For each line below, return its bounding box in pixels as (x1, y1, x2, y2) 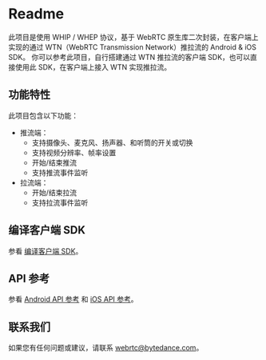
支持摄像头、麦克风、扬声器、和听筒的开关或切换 (31, 138, 193, 147)
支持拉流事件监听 (31, 198, 89, 207)
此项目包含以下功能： (8, 110, 78, 120)
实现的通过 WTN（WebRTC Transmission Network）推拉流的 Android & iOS (8, 42, 257, 52)
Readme (8, 5, 65, 23)
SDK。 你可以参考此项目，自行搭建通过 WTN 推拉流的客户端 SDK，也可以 (8, 52, 251, 62)
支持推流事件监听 (31, 167, 89, 177)
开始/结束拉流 (31, 187, 77, 197)
